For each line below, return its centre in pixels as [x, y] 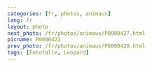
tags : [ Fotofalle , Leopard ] [48, 53]
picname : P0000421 [34, 40]
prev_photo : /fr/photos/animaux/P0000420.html [76, 46]
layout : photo [28, 27]
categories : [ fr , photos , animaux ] [59, 14]
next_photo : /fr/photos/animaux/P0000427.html [76, 33]
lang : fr [20, 20]
